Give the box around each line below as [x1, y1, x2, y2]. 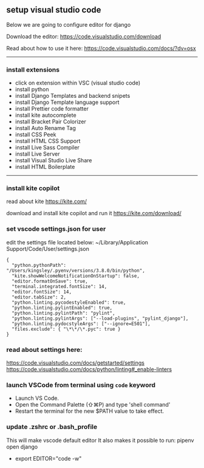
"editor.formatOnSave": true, [12, 278, 88, 284]
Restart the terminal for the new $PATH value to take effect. [15, 407, 165, 415]
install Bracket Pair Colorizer [15, 118, 86, 125]
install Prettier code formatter [15, 105, 89, 112]
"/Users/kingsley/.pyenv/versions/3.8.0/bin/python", [6, 267, 146, 274]
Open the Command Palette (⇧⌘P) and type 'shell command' [15, 401, 171, 408]
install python [15, 86, 49, 93]
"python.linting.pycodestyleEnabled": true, [12, 299, 126, 306]
